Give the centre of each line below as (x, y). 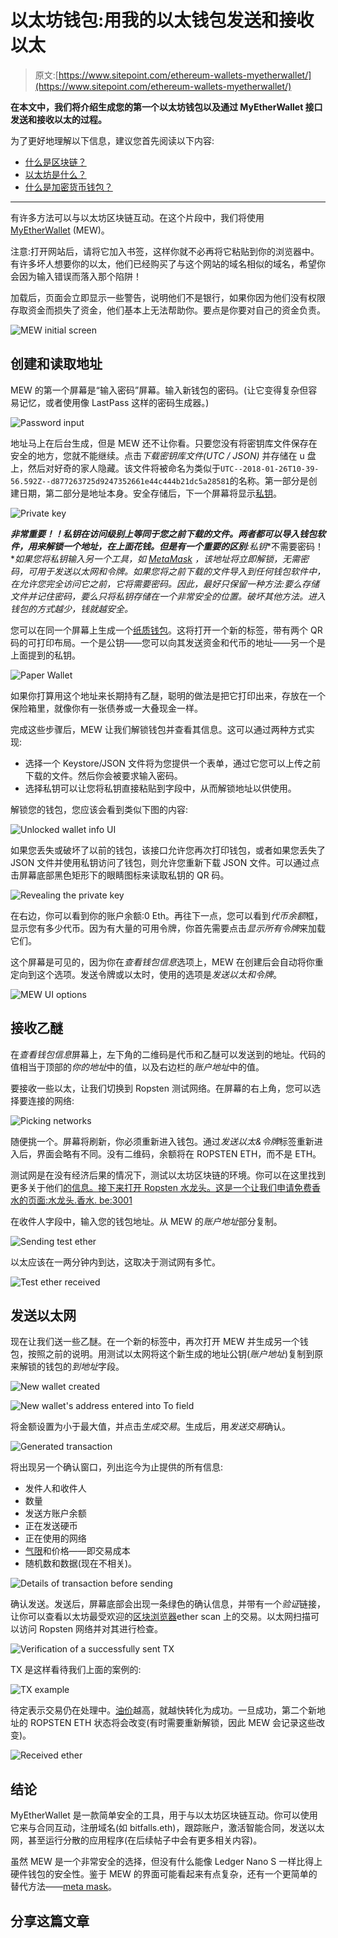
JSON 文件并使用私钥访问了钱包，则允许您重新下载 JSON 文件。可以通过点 (165, 862)
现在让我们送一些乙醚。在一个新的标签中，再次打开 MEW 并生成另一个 (155, 1342)
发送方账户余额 (55, 1513)
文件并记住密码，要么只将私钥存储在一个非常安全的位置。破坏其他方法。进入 (168, 596)
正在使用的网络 (55, 1538)
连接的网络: (51, 1100)
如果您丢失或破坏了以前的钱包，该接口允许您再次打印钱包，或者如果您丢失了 (168, 850)
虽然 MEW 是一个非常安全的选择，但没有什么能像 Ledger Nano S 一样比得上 (166, 1862)
